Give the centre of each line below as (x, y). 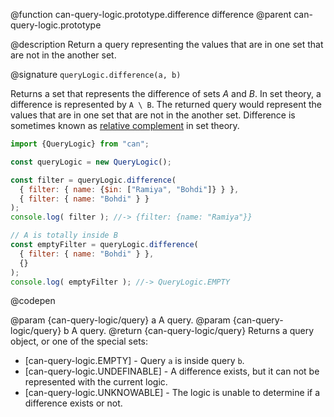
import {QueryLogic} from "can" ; (80, 144)
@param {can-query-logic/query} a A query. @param (120, 320)
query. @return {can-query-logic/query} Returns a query (197, 331)
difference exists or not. (73, 403)
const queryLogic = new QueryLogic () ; (91, 162)
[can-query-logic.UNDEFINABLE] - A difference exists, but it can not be (172, 371)
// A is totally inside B (64, 235)
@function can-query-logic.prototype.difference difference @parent (151, 14)
